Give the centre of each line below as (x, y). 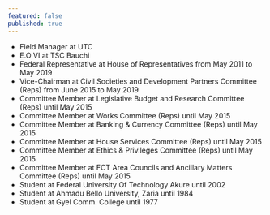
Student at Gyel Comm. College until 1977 (89, 202)
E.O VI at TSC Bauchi (54, 55)
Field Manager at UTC (56, 46)
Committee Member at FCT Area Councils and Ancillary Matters (126, 167)
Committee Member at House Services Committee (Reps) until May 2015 (141, 141)
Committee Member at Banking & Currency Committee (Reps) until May (139, 124)
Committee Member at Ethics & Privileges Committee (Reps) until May (136, 150)
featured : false (35, 16)
